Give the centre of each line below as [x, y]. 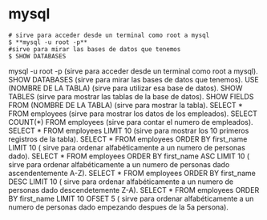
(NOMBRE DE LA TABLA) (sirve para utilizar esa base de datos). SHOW [125, 88]
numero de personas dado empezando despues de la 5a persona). [118, 207]
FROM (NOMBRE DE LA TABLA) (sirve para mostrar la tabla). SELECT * [125, 105]
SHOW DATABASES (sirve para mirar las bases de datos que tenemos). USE [133, 79]
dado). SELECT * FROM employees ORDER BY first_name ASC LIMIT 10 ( [129, 156]
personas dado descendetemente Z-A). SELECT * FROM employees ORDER [134, 190]
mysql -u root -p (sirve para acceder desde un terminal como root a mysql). [133, 71]
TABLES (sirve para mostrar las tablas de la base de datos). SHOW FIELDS [131, 96]
